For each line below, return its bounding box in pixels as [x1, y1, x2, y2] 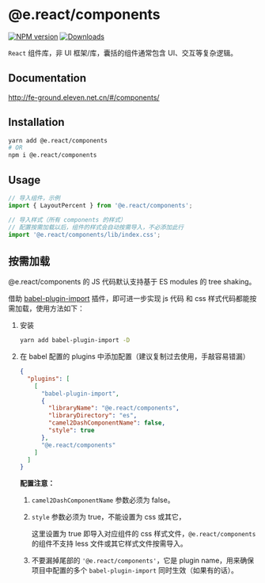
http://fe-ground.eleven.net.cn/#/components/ [8, 93, 160, 102]
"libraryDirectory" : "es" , [48, 412, 138, 420]
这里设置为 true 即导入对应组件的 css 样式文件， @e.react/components [31, 529, 256, 539]
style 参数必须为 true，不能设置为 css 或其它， [31, 513, 186, 522]
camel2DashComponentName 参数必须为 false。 [31, 495, 175, 505]
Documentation [8, 71, 87, 85]
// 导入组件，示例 [8, 194, 61, 202]
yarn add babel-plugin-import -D [19, 337, 131, 345]
